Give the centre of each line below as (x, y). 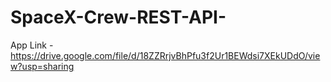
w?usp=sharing (42, 66)
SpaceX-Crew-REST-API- (118, 17)
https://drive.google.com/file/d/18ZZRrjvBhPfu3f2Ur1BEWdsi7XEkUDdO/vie (165, 55)
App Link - (32, 45)
